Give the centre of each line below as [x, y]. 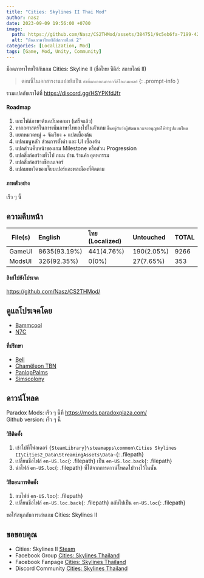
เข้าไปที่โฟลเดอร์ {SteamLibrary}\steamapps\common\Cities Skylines [96, 448]
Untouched [149, 237]
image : [15, 29]
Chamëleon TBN [36, 366]
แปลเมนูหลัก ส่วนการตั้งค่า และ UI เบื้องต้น [58, 141]
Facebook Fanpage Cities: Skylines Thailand [70, 562]
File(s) [21, 237]
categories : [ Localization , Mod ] [49, 46]
